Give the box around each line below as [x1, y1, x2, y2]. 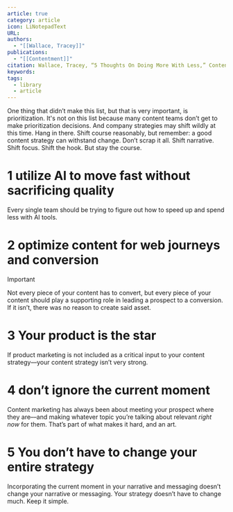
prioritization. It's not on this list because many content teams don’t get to [7, 114, 218, 122]
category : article [7, 17, 60, 24]
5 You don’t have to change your [7, 445, 198, 461]
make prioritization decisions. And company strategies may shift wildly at [7, 122, 216, 130]
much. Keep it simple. [7, 497, 69, 505]
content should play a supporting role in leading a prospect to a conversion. [7, 296, 223, 304]
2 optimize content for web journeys [7, 238, 221, 254]
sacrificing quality [7, 183, 114, 199]
